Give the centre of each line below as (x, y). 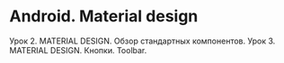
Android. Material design (104, 16)
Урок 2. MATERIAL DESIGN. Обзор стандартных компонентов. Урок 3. (142, 41)
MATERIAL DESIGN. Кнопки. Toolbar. (78, 50)
